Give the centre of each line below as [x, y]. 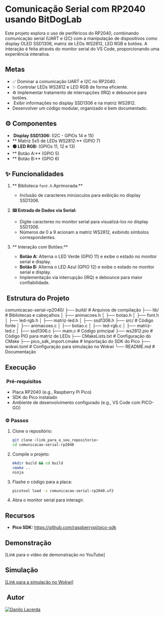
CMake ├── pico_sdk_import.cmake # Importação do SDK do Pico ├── [78, 341]
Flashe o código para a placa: [42, 482]
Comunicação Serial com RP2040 [75, 9]
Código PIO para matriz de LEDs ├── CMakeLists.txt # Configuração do [78, 336]
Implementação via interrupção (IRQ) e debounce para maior [81, 278]
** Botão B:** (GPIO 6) [36, 158]
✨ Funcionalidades [34, 174]
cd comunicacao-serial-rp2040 [43, 445]
